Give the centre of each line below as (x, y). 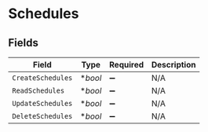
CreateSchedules (42, 78)
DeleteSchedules (42, 116)
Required (126, 65)
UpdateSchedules (42, 103)
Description (174, 65)
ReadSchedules (38, 91)
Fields (24, 43)
